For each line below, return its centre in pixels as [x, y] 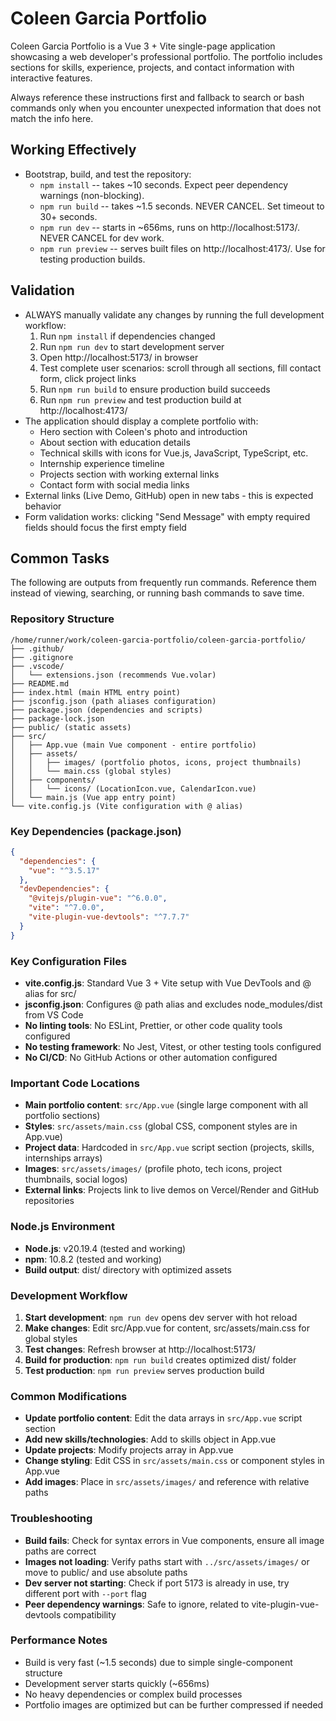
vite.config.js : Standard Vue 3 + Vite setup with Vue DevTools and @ [168, 983]
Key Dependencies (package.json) [96, 831]
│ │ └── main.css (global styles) [91, 771]
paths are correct [60, 1551]
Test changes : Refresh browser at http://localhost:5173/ [140, 1349]
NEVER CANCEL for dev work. [102, 238]
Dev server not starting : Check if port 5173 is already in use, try [157, 1583]
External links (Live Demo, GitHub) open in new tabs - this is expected [169, 495]
